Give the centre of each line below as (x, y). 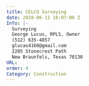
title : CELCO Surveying (37, 12)
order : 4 (17, 68)
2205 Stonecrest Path (39, 51)
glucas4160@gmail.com (39, 46)
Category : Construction (37, 74)
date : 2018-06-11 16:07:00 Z (43, 18)
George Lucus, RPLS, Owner (46, 35)
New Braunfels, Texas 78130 (48, 57)
